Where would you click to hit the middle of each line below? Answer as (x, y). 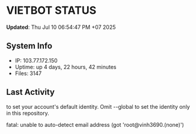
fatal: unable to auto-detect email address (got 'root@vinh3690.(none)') (95, 124)
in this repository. (28, 113)
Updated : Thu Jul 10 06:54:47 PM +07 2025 (61, 27)
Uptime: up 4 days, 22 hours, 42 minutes (66, 67)
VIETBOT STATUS (51, 11)
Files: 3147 (28, 73)
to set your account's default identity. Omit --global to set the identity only (98, 106)
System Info (29, 46)
